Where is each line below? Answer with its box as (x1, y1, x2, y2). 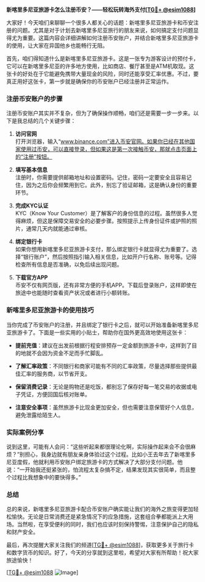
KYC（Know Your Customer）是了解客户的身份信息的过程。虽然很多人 (15, 210, 192, 217)
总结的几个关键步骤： (22, 117, 76, 125)
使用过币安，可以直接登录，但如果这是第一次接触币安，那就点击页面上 (20, 145, 197, 153)
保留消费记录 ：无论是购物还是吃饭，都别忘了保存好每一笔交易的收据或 (15, 383, 192, 390)
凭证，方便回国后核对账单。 (20, 391, 90, 398)
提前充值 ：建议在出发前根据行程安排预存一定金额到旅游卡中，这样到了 (15, 342, 192, 349)
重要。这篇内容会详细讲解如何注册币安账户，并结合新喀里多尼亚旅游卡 (22, 34, 199, 42)
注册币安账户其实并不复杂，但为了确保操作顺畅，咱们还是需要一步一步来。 (6, 109, 193, 117)
